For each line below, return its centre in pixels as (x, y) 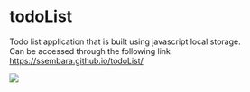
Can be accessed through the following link (90, 51)
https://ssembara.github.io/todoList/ (77, 60)
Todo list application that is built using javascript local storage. (125, 41)
